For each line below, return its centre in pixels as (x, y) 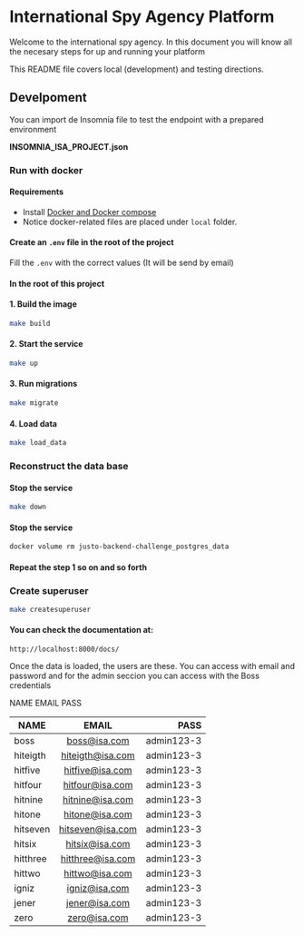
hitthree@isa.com (98, 859)
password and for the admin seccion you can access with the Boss (135, 676)
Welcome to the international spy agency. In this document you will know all (151, 42)
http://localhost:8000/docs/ (64, 650)
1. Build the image (43, 304)
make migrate (34, 403)
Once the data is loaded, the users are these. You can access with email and (152, 666)
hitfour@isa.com (98, 785)
